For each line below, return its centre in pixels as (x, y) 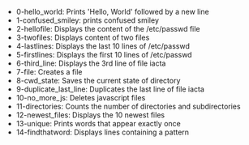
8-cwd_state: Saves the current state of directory (98, 81)
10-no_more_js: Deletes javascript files (81, 98)
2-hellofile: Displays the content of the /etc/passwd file (108, 29)
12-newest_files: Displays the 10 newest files (90, 115)
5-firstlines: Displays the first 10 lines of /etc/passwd (104, 55)
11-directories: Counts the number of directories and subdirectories (128, 106)
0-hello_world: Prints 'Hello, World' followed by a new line (112, 12)
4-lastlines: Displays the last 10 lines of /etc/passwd (103, 46)
